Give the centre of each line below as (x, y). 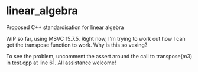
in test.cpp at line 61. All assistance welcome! (61, 63)
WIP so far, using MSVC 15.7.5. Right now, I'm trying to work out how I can (96, 38)
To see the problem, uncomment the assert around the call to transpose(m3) (99, 56)
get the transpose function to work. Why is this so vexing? (77, 45)
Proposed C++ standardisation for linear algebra (65, 27)
